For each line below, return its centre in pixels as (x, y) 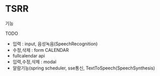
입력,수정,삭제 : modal (34, 61)
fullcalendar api (29, 55)
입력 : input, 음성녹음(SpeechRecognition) (55, 44)
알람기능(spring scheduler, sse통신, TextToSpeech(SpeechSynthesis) (84, 68)
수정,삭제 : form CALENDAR (41, 50)
